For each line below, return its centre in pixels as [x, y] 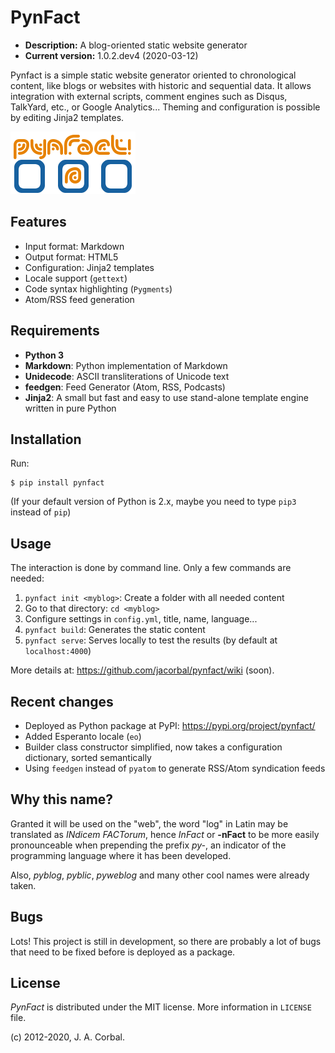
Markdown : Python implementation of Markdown [126, 365]
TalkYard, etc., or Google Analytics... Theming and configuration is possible [165, 107]
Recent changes [62, 701]
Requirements [55, 331]
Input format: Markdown [74, 246]
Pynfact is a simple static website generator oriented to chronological [153, 75]
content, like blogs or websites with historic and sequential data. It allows [161, 85]
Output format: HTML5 [71, 257]
